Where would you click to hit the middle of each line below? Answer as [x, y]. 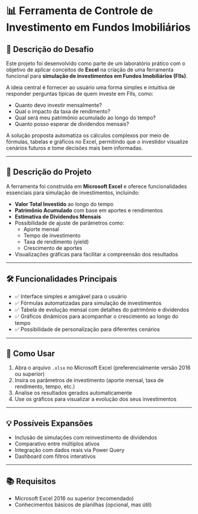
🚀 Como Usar [31, 354]
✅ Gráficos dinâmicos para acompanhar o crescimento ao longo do [96, 316]
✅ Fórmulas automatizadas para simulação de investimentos [88, 303]
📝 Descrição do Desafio [50, 49]
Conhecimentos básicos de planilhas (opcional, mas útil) [83, 505]
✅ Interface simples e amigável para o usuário [71, 296]
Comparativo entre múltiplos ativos [57, 444]
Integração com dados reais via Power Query [70, 450]
